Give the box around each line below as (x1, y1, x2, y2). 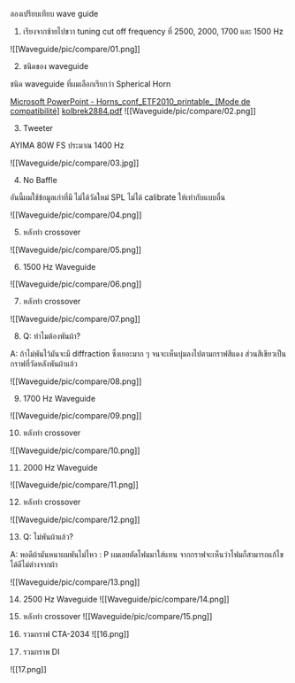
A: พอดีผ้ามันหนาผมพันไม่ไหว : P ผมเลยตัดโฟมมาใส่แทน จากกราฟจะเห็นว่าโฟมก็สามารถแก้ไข (10, 549, 284, 559)
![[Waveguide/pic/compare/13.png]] (10, 577, 140, 587)
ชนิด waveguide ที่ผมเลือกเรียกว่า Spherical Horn (10, 79, 171, 88)
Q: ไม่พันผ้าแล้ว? (22, 532, 74, 541)
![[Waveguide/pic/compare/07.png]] (10, 314, 140, 324)
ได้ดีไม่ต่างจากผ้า (10, 559, 58, 570)
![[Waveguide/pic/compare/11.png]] (10, 480, 140, 490)
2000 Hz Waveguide (22, 463, 98, 472)
